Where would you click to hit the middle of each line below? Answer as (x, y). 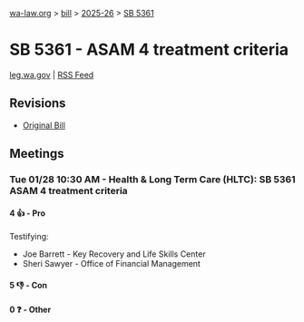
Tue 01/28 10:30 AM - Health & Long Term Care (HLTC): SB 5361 (153, 180)
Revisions (38, 103)
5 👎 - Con (29, 285)
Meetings (37, 154)
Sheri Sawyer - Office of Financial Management (112, 264)
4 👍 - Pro (27, 213)
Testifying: (29, 237)
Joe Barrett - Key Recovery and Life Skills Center (114, 254)
